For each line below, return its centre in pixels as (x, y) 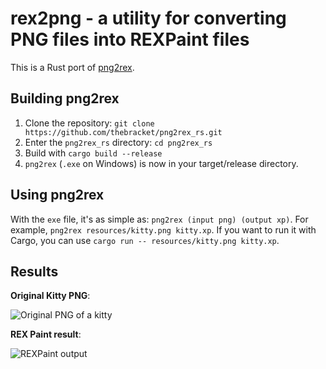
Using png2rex (57, 195)
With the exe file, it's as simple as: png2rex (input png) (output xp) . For (159, 219)
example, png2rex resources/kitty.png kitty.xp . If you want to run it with (163, 229)
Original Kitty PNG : (50, 296)
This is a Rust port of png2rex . (72, 67)
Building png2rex (65, 98)
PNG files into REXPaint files (130, 39)
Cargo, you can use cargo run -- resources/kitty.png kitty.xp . (145, 240)
